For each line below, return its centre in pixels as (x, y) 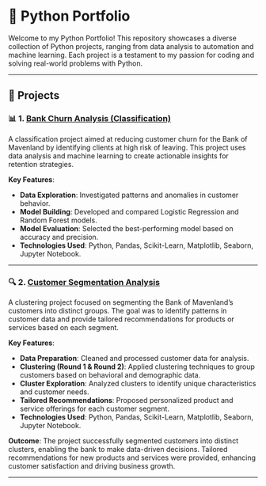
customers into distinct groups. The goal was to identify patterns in (118, 310)
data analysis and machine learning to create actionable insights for (119, 156)
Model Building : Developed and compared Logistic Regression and (129, 211)
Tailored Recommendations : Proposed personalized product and (126, 400)
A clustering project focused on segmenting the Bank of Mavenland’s (121, 302)
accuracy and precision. (59, 237)
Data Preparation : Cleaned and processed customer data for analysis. (134, 358)
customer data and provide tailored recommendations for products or (122, 319)
